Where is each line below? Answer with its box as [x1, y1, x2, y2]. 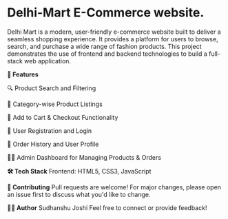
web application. [23, 56, 71, 65]
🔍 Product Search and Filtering [7, 84, 96, 92]
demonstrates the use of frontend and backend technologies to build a [7, 50, 208, 58]
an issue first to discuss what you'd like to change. [7, 190, 151, 198]
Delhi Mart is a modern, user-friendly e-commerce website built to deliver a [7, 28, 222, 36]
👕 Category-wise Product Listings [7, 100, 103, 108]
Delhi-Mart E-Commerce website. [7, 5, 205, 21]
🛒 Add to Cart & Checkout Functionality [7, 113, 118, 121]
